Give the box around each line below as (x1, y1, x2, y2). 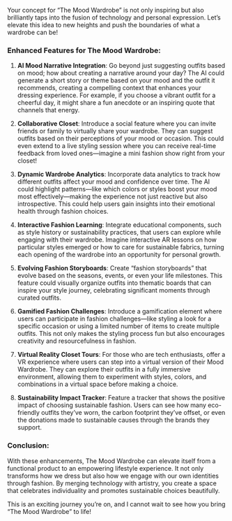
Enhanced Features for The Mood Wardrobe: (7, 45, 162, 55)
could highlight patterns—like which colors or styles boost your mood (17, 185, 217, 193)
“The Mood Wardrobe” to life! (7, 507, 92, 515)
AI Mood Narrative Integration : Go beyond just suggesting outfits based (17, 61, 226, 70)
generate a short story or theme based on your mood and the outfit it (17, 76, 215, 85)
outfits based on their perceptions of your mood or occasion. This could (17, 134, 224, 142)
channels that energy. (17, 106, 80, 115)
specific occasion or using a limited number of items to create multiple (17, 322, 219, 330)
